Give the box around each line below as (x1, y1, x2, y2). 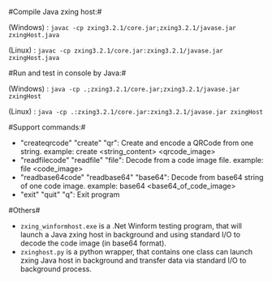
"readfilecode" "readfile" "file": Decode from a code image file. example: (19, 156, 264, 164)
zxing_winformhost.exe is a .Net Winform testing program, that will (19, 221, 242, 230)
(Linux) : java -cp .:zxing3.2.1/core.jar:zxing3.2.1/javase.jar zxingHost (8, 107, 264, 116)
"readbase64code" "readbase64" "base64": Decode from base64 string (19, 173, 264, 182)
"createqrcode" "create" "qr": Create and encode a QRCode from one (19, 138, 254, 147)
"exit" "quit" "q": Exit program (19, 190, 120, 199)
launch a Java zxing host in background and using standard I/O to (19, 230, 241, 239)
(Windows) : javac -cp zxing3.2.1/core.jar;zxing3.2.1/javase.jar (8, 23, 237, 32)
